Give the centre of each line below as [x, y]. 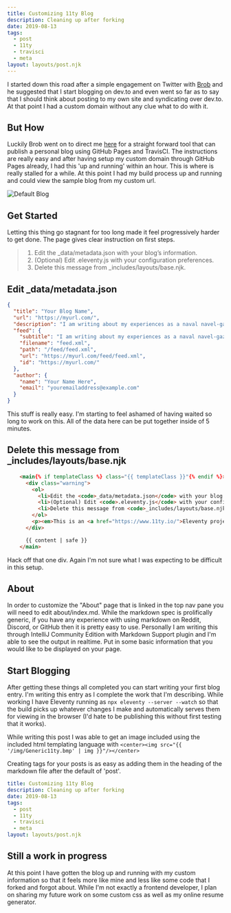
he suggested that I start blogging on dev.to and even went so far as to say [113, 91]
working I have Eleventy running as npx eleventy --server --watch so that [113, 702]
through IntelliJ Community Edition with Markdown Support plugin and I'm [112, 635]
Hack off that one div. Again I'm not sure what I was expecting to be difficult [114, 560]
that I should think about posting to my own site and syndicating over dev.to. [115, 99]
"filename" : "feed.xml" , [55, 343]
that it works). [27, 724]
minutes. [20, 429]
